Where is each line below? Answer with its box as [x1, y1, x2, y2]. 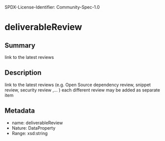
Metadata [4, 106, 35, 115]
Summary [4, 41, 36, 49]
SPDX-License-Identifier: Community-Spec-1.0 [4, 4, 100, 10]
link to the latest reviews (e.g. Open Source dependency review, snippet [4, 82, 151, 88]
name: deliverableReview [11, 120, 63, 126]
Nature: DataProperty [11, 125, 56, 131]
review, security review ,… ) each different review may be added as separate [4, 87, 160, 93]
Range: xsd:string [11, 130, 48, 136]
